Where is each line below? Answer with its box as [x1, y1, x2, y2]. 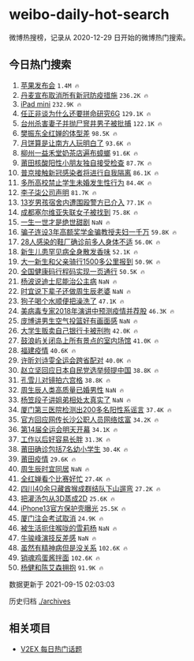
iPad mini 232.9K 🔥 [20, 99, 82, 108]
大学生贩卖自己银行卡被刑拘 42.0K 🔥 [20, 325, 139, 335]
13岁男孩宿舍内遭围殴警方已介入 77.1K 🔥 [20, 197, 152, 207]
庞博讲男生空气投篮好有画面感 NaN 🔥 [20, 316, 139, 325]
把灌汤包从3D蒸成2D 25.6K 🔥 [20, 494, 115, 503]
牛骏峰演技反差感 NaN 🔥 [20, 533, 97, 543]
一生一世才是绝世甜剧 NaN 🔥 [20, 217, 111, 227]
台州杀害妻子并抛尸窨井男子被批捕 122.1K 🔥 [20, 118, 162, 128]
